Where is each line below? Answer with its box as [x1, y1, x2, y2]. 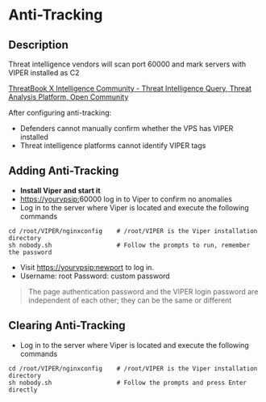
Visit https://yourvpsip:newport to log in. [19, 262, 155, 272]
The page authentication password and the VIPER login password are [27, 286, 259, 296]
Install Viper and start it [19, 185, 101, 195]
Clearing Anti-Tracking [8, 319, 126, 332]
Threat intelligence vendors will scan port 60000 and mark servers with [8, 59, 247, 69]
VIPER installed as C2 [8, 68, 80, 78]
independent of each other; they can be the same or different [27, 295, 232, 305]
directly [8, 386, 38, 394]
